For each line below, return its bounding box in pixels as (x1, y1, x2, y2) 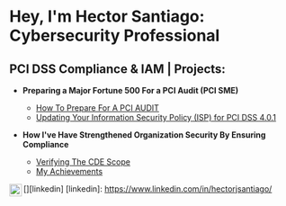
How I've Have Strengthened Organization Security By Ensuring (22, 130, 266, 140)
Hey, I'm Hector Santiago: (9, 6, 205, 27)
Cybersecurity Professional (9, 25, 220, 46)
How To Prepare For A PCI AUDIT (35, 103, 160, 113)
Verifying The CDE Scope (35, 157, 130, 167)
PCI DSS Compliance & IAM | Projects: (9, 61, 227, 76)
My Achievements (35, 166, 103, 176)
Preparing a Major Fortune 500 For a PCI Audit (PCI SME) (22, 85, 239, 95)
